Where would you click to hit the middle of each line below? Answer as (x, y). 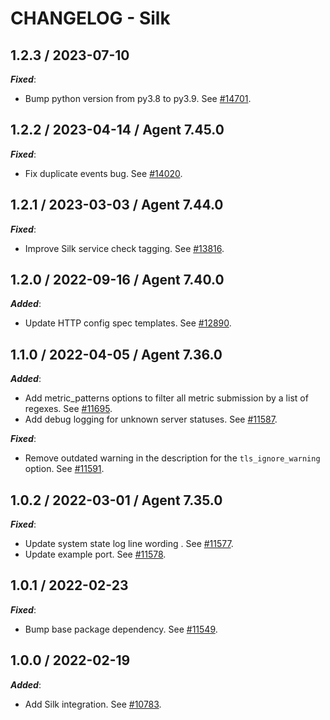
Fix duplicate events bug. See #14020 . (103, 173)
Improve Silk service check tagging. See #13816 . (124, 248)
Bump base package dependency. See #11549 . (121, 629)
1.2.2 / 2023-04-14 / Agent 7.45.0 (117, 130)
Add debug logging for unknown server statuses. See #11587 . (151, 419)
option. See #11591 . (64, 469)
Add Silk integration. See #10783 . (93, 704)
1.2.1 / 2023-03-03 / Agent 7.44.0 (117, 205)
